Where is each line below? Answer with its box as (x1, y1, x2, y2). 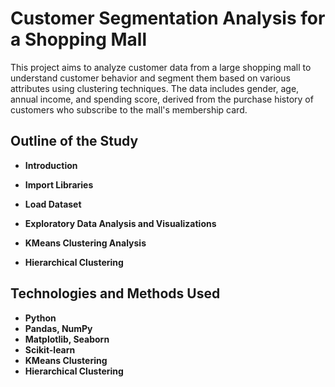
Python (24, 312, 57, 324)
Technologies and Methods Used (10, 285, 221, 302)
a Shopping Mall (10, 28, 147, 51)
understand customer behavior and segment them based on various (10, 72, 291, 84)
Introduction (24, 159, 78, 171)
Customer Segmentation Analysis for (10, 7, 326, 30)
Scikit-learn (24, 343, 76, 356)
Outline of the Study (10, 133, 139, 150)
